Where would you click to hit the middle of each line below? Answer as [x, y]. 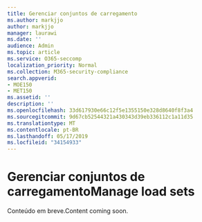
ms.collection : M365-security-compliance [68, 71]
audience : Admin [30, 46]
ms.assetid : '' [29, 98]
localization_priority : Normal [52, 65]
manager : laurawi [32, 33]
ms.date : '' [24, 40]
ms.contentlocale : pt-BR [43, 130]
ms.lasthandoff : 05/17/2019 [48, 136]
